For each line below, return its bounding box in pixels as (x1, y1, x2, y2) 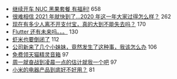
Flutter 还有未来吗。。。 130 (12, 28, 78, 35)
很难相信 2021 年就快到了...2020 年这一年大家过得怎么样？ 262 (12, 13, 171, 20)
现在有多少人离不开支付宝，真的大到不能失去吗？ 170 (12, 21, 146, 27)
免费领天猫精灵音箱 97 (12, 51, 69, 58)
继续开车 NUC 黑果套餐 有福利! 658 (12, 5, 101, 12)
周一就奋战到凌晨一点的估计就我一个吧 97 (12, 58, 118, 66)
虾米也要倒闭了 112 (12, 36, 59, 43)
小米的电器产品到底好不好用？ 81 (12, 66, 95, 73)
